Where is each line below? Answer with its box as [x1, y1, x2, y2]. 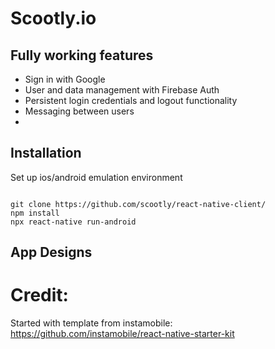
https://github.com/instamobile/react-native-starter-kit [10, 328, 235, 340]
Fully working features [10, 47, 154, 64]
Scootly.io [10, 7, 97, 30]
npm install [10, 208, 60, 218]
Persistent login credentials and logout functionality [24, 95, 238, 106]
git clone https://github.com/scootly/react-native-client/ [10, 199, 267, 209]
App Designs [10, 244, 93, 261]
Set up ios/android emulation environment [10, 171, 183, 183]
